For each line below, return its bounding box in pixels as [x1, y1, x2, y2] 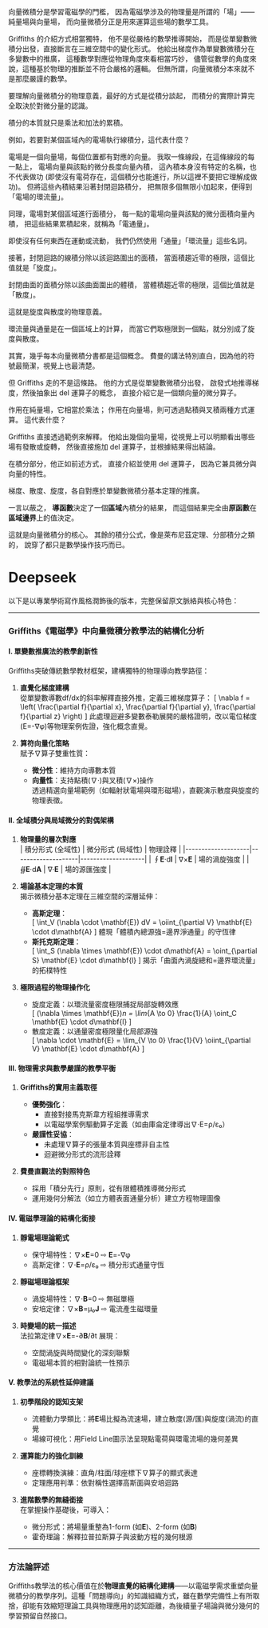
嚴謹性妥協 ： [31, 1130, 74, 1139]
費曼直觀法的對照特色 [19, 1166, 90, 1176]
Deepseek [8, 569, 77, 586]
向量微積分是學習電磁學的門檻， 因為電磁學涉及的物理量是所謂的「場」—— [8, 7, 255, 16]
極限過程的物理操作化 [19, 982, 90, 992]
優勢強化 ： [31, 1099, 68, 1110]
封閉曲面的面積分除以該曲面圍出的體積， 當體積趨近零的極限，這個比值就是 [8, 280, 255, 290]
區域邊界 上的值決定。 [8, 513, 78, 522]
